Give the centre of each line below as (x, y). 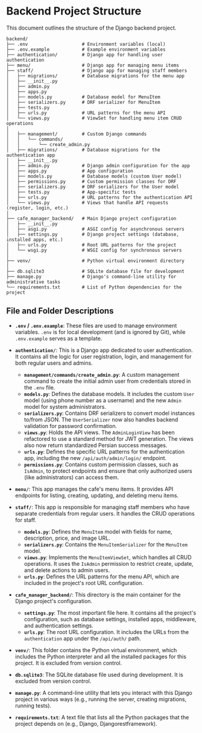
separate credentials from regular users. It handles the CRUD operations (105, 513)
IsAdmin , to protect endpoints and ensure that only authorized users (108, 471)
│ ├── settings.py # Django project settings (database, (93, 234)
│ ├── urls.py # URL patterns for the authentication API (99, 197)
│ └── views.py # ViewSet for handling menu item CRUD (94, 118)
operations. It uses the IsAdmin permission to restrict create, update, (109, 563)
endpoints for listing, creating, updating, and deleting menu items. (97, 495)
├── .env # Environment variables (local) (86, 44)
